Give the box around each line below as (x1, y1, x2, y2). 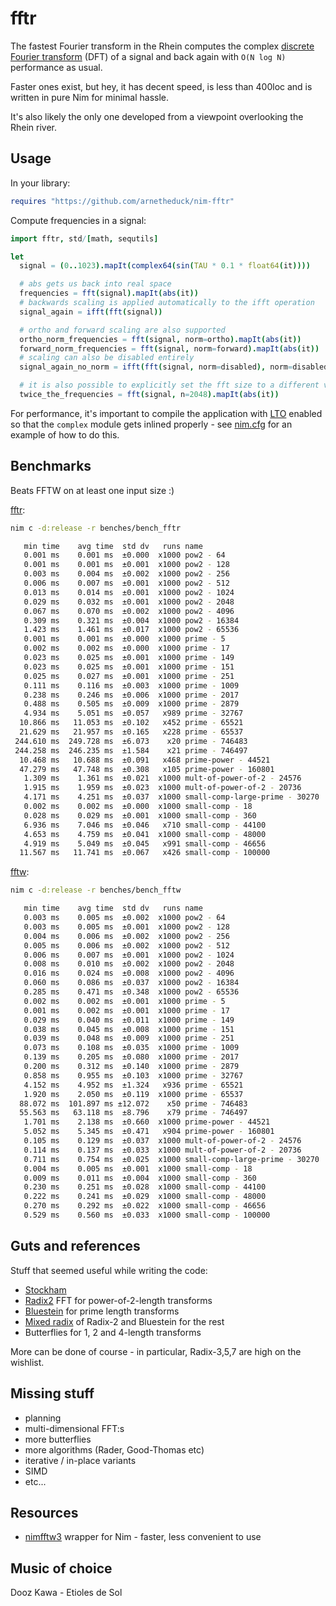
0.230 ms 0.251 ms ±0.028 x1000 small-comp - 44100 (23, 1182, 267, 1192)
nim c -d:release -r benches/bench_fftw (10, 885, 182, 896)
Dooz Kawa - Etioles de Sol (10, 1587, 123, 1599)
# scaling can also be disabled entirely (19, 353, 195, 363)
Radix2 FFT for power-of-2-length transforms (24, 1294, 213, 1306)
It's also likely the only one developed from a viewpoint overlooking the (10, 110, 304, 122)
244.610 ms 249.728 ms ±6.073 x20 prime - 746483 (14, 736, 248, 746)
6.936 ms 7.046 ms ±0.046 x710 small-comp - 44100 (23, 820, 267, 830)
